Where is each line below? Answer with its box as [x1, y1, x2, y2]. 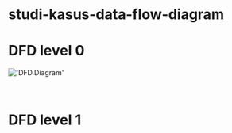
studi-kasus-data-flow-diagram [8, 6, 225, 24]
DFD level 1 [8, 111, 82, 129]
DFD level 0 [8, 42, 85, 60]
